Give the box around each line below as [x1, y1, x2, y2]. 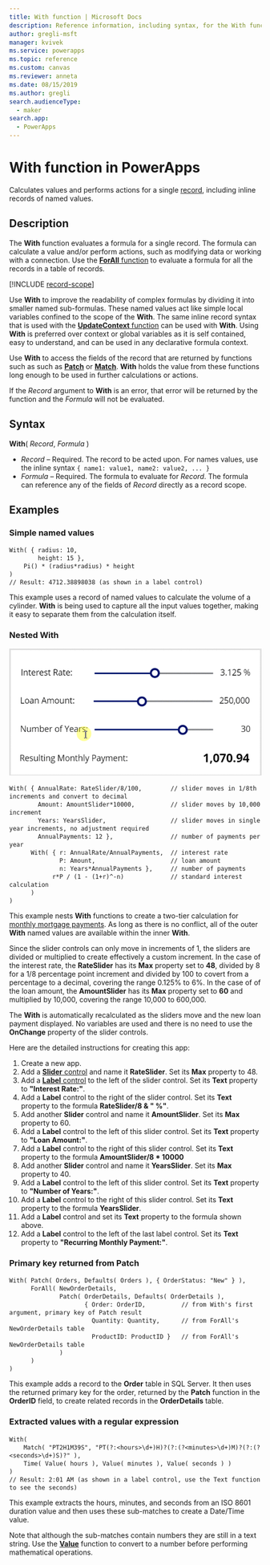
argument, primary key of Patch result [9, 1309, 143, 1317]
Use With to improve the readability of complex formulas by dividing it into [9, 295, 255, 304]
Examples [9, 502, 59, 517]
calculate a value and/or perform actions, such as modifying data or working [9, 246, 262, 256]
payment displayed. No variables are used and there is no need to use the [9, 1019, 253, 1029]
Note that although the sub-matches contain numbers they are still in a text [9, 1530, 257, 1540]
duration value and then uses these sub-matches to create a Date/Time [9, 1506, 245, 1516]
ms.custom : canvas [9, 64, 71, 72]
